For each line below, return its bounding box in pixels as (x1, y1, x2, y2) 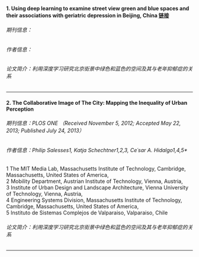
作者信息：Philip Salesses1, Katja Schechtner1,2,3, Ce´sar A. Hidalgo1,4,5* (6, 146, 188, 153)
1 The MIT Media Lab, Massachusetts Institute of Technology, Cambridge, (6, 165, 186, 172)
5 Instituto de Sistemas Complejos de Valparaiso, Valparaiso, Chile (6, 209, 168, 216)
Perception (6, 105, 34, 113)
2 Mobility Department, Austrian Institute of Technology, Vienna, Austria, (6, 178, 183, 185)
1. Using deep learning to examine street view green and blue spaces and (6, 5, 190, 12)
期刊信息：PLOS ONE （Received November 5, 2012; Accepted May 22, (6, 120, 181, 127)
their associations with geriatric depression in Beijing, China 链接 (6, 12, 169, 19)
